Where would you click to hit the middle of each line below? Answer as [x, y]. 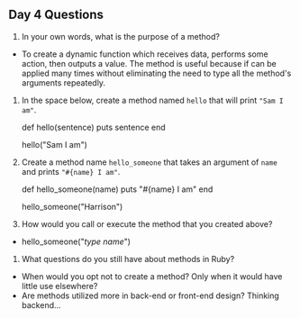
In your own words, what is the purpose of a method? [120, 36]
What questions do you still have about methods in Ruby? [128, 259]
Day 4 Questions [56, 15]
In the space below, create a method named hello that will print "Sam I [152, 100]
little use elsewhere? [59, 286]
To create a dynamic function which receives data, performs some [145, 54]
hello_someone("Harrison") [72, 206]
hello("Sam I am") [54, 144]
